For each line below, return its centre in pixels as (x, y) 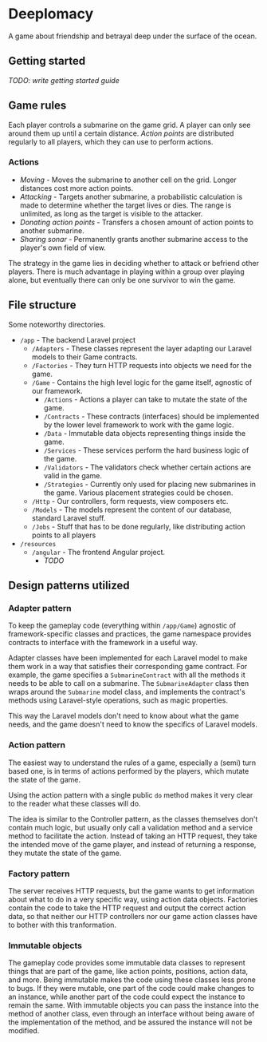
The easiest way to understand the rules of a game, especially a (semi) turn (132, 763)
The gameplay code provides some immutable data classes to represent (127, 963)
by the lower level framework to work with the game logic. (139, 425)
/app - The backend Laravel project (77, 339)
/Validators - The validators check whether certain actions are (147, 467)
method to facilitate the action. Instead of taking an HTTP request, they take (133, 836)
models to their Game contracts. (84, 357)
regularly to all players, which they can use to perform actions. (111, 141)
